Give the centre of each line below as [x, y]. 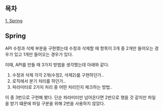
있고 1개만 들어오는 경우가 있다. [43, 54]
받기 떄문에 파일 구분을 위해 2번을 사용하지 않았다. [58, 103]
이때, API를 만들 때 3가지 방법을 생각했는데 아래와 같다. [57, 64]
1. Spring [14, 20]
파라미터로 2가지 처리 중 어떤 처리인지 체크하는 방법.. [62, 87]
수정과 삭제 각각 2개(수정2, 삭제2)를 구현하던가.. [58, 75]
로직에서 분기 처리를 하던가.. [39, 81]
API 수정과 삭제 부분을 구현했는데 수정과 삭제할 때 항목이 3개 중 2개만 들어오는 [79, 48]
